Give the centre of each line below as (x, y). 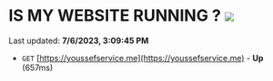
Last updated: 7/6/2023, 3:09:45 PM (79, 40)
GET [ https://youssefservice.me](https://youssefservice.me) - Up (142, 58)
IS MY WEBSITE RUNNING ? (115, 16)
